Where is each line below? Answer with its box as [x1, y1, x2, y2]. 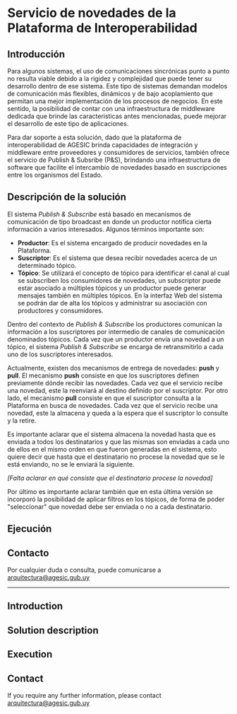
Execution [7, 648, 53, 660]
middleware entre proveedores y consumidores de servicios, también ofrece [7, 148, 230, 156]
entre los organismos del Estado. [7, 171, 103, 179]
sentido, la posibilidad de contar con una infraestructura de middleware [7, 105, 215, 112]
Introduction [7, 600, 63, 612]
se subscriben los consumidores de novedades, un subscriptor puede [17, 276, 221, 284]
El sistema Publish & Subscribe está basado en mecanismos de [7, 210, 192, 218]
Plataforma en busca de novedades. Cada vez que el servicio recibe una [7, 401, 219, 409]
